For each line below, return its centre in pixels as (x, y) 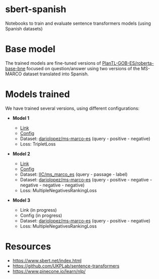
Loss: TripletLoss (38, 144)
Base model (30, 49)
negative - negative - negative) (52, 185)
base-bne (15, 68)
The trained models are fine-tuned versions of (53, 63)
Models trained (38, 94)
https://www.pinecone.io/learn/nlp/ (49, 271)
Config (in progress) (41, 215)
